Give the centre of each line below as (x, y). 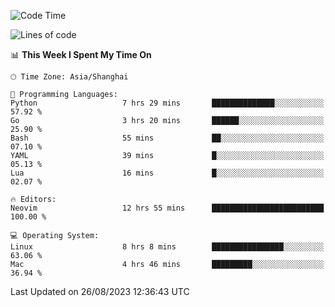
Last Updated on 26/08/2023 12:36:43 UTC (100, 291)
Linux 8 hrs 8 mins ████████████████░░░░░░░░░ (167, 247)
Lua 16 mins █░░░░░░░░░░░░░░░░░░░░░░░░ (167, 173)
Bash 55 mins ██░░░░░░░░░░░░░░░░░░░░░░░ (167, 138)
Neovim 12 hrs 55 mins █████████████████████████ (167, 208)
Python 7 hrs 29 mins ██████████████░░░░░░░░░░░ (167, 103)
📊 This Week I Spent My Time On (81, 54)
